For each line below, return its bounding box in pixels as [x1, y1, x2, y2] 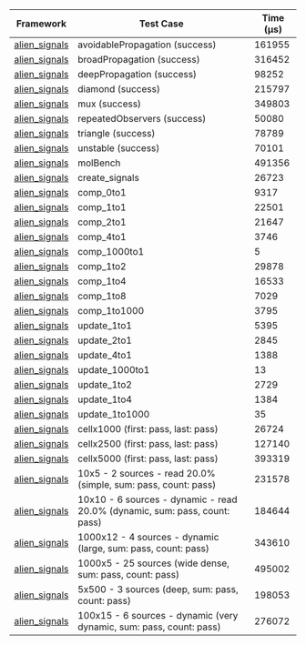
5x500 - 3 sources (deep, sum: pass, [76, 583, 239, 595]
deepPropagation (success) [76, 68, 198, 80]
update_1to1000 [76, 408, 150, 420]
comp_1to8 [76, 290, 127, 302]
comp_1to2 [76, 260, 127, 272]
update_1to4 [76, 393, 132, 406]
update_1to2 [76, 378, 132, 390]
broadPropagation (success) [76, 54, 200, 66]
